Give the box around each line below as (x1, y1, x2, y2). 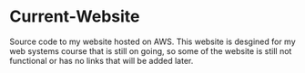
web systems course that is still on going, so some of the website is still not (9, 45, 292, 56)
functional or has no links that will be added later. (9, 55, 194, 66)
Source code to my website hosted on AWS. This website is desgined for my (9, 36, 296, 47)
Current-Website (9, 6, 140, 27)
